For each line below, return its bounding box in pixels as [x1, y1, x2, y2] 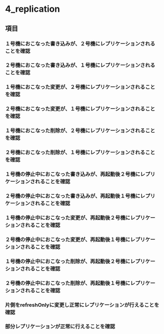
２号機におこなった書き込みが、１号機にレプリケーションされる [5, 62, 156, 69]
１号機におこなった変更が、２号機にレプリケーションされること [5, 83, 156, 90]
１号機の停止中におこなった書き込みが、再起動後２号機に [5, 171, 141, 178]
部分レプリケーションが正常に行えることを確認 [5, 323, 116, 330]
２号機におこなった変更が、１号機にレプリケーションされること [5, 106, 156, 112]
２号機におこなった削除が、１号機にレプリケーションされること [5, 149, 156, 156]
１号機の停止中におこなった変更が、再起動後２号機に [5, 214, 131, 221]
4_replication [5, 3, 60, 15]
